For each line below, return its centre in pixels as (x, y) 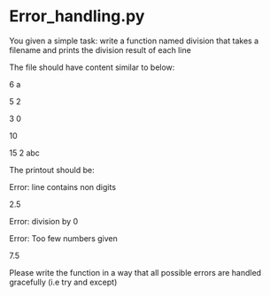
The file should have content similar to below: (92, 67)
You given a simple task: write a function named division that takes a (134, 41)
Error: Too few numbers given (63, 238)
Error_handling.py (77, 16)
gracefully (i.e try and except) (63, 282)
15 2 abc (24, 153)
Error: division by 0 (44, 221)
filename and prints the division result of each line (100, 49)
